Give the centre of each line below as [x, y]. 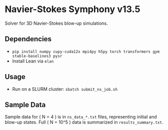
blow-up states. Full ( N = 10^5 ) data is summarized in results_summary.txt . [84, 122]
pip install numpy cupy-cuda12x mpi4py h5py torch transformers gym [86, 51]
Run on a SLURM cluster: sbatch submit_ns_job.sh [65, 89]
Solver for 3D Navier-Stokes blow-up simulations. [56, 23]
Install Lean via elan [33, 61]
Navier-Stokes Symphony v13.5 [73, 9]
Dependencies [28, 39]
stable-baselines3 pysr [37, 56]
